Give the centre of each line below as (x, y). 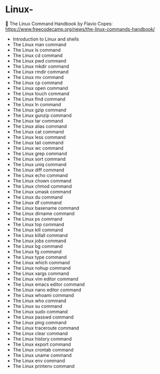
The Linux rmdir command (41, 72)
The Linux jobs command (39, 241)
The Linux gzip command (39, 110)
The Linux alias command (40, 126)
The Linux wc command (38, 148)
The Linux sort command (39, 159)
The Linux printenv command (44, 366)
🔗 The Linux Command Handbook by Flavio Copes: (59, 24)
